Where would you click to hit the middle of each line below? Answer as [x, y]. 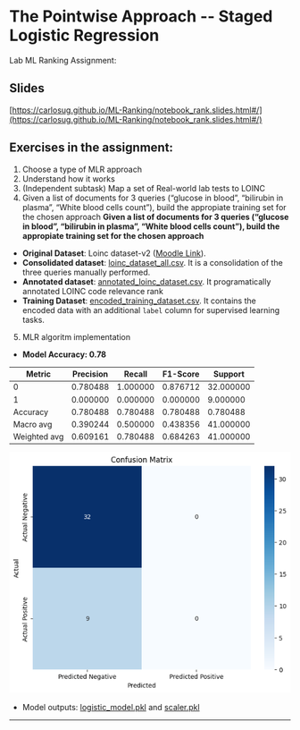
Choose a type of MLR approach [82, 169]
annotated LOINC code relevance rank [92, 291]
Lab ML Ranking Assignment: [63, 60]
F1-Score [181, 374]
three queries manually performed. [86, 272]
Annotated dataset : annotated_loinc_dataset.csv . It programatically [146, 281]
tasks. [33, 319]
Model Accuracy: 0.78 [64, 354]
